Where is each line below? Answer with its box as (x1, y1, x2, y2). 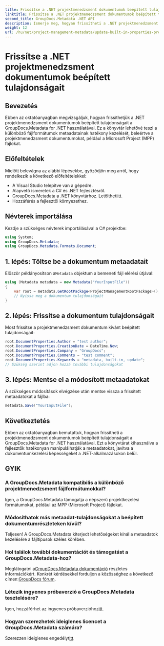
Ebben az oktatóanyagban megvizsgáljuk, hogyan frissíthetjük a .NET (5, 115, 145, 120)
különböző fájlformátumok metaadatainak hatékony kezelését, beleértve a (5, 130, 154, 136)
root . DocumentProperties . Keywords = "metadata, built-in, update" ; (5, 357, 145, 362)
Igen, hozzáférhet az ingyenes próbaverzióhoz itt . (5, 605, 104, 612)
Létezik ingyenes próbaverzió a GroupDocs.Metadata (5, 588, 135, 595)
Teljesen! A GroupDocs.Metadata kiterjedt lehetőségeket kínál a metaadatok (5, 531, 158, 537)
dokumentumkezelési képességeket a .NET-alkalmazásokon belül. (5, 451, 138, 456)
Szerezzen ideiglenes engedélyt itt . (5, 635, 75, 641)
